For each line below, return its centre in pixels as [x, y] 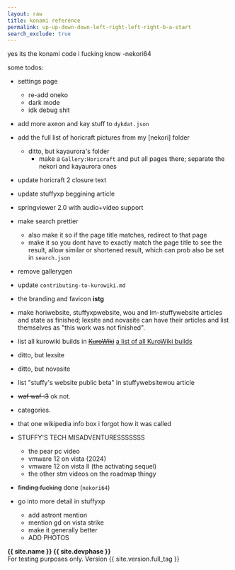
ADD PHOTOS [48, 538]
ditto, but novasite [44, 369]
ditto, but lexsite [41, 355]
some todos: [25, 67]
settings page [38, 82]
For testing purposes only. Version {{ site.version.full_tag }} [93, 559]
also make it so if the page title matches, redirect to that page [117, 235]
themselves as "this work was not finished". [81, 328]
